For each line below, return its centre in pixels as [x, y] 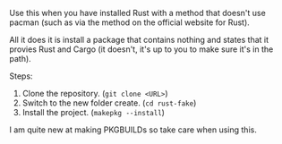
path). [20, 59]
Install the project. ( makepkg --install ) [94, 112]
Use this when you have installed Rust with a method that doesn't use [137, 13]
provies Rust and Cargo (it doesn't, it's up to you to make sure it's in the [141, 49]
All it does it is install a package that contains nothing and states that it [139, 40]
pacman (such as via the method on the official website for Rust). [130, 22]
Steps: [21, 76]
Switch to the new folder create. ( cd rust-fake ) [109, 103]
